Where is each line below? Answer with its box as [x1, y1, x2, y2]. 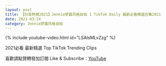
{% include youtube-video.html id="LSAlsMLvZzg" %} [5, 35, 116, 41]
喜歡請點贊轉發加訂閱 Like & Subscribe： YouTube [5, 56, 107, 62]
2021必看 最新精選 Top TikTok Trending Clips [5, 45, 97, 51]
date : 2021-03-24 [5, 16, 41, 21]
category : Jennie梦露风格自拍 [5, 21, 63, 26]
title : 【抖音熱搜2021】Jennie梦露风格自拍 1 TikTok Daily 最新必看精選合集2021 [5, 12, 161, 17]
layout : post [5, 7, 32, 12]
